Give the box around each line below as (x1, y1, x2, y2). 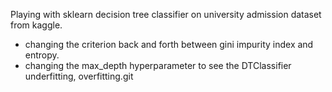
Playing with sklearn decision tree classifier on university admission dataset (10, 9, 322, 20)
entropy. (24, 49, 60, 61)
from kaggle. (10, 19, 63, 31)
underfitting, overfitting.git (24, 70, 134, 82)
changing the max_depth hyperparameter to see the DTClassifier (24, 60, 292, 71)
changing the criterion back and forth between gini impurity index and (24, 39, 314, 50)
